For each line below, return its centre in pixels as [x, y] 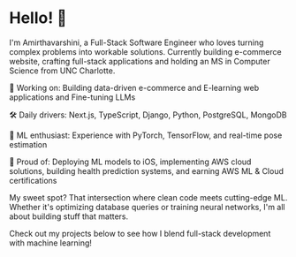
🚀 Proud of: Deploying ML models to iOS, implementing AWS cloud [130, 162]
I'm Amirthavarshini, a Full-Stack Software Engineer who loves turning [137, 42]
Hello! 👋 [38, 18]
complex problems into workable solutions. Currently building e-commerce [145, 51]
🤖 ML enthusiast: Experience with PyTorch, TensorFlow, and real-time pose [146, 135]
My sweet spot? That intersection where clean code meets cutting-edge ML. [148, 197]
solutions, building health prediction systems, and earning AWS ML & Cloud [147, 170]
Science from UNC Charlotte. [62, 71]
